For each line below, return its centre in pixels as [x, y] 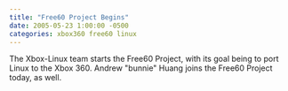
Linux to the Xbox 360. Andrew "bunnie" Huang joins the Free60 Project [141, 68]
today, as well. [36, 78]
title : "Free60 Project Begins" [69, 17]
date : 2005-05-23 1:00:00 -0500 [69, 26]
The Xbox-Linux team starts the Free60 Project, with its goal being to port [144, 59]
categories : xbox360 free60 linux [73, 34]
